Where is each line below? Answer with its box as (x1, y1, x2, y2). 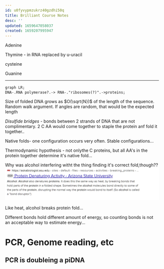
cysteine (5, 61, 22, 67)
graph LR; (5, 85, 25, 90)
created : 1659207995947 (5, 28, 54, 34)
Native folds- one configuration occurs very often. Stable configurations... (5, 138, 154, 144)
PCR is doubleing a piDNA (5, 256, 85, 264)
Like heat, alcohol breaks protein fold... (5, 205, 83, 211)
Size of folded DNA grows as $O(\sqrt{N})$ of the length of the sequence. (5, 99, 155, 105)
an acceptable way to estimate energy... (5, 219, 85, 226)
